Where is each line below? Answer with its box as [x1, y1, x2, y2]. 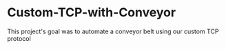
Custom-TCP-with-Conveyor [7, 5, 176, 20]
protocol [7, 34, 31, 42]
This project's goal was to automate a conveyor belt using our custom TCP [7, 27, 219, 35]
